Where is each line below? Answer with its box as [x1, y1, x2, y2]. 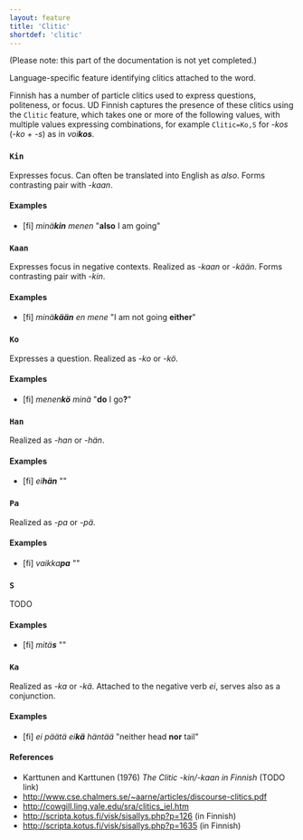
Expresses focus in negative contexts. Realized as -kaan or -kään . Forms [9, 261, 283, 272]
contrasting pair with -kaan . [9, 179, 113, 190]
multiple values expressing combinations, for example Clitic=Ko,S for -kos [9, 119, 289, 130]
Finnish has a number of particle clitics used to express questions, [9, 90, 256, 101]
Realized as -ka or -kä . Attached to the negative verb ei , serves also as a [9, 680, 280, 691]
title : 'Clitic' [9, 22, 71, 31]
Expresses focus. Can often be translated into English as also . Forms [9, 170, 265, 181]
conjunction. [9, 690, 56, 701]
